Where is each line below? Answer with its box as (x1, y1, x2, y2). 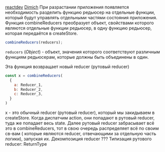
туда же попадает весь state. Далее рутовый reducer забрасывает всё (5, 120, 155, 126)
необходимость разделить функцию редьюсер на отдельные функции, (5, 9, 156, 15)
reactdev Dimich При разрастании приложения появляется (5, 4, 129, 10)
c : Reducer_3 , (14, 91, 43, 97)
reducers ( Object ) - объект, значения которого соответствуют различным (5, 49, 161, 55)
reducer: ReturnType (5, 141, 47, 147)
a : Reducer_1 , (14, 82, 43, 87)
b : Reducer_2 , (14, 87, 43, 92)
